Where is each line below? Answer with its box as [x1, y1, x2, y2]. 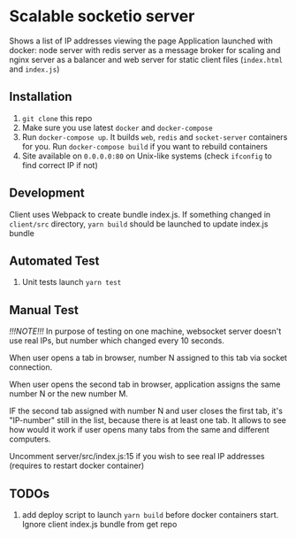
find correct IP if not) [21, 159, 99, 170]
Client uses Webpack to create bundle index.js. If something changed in [9, 209, 271, 219]
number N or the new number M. [9, 388, 128, 399]
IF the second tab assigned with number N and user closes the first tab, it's [9, 405, 283, 417]
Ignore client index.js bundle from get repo [21, 519, 178, 529]
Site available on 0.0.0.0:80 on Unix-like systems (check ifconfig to [21, 150, 272, 161]
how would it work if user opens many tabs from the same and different [9, 425, 269, 435]
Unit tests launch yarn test [21, 277, 122, 288]
